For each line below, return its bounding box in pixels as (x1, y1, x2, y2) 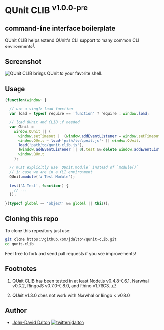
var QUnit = (9, 124, 34, 130)
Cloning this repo (5, 214, 59, 223)
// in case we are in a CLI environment (9, 169, 93, 174)
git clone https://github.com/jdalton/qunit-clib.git (5, 237, 117, 242)
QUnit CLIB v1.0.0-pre (5, 3, 88, 16)
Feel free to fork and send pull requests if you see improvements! (5, 250, 136, 256)
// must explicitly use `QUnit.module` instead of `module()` (9, 165, 139, 170)
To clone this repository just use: (5, 228, 71, 234)
